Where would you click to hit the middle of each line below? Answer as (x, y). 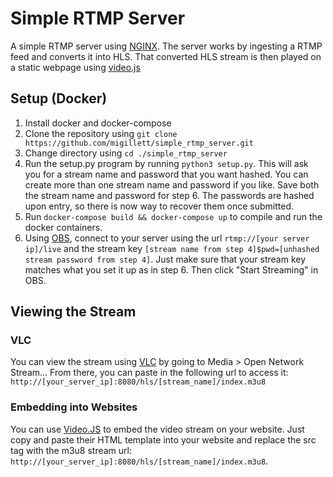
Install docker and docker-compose (98, 123)
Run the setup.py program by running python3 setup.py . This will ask (166, 163)
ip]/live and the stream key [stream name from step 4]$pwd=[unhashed (172, 248)
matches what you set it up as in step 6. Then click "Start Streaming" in (171, 269)
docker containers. (63, 227)
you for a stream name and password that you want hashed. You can (166, 174)
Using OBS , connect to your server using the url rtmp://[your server (167, 238)
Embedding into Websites (74, 407)
